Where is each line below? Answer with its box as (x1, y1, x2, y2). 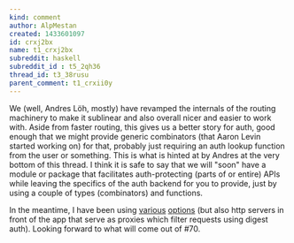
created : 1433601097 (9, 29, 86, 38)
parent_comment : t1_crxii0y (9, 79, 113, 87)
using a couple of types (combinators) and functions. (9, 187, 204, 198)
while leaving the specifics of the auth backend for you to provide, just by (9, 178, 277, 188)
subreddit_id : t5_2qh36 (9, 63, 101, 72)
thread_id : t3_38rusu (9, 71, 89, 80)
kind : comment (9, 12, 62, 22)
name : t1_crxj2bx (9, 46, 73, 55)
